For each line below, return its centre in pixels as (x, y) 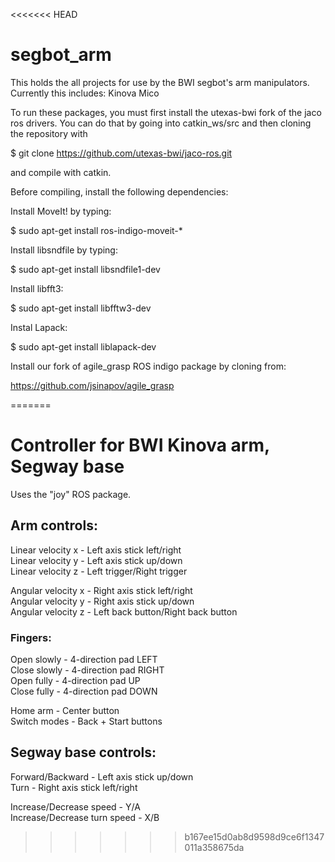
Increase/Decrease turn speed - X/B (85, 817)
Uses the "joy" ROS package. (71, 494)
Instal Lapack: (39, 327)
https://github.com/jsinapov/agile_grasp (92, 385)
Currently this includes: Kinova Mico (85, 93)
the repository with (49, 133)
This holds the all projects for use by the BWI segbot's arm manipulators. (160, 82)
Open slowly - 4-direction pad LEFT (84, 659)
